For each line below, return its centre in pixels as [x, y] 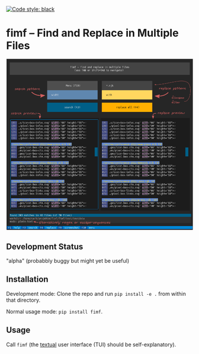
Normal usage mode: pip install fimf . [54, 311]
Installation [27, 280]
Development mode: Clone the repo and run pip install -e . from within [96, 294]
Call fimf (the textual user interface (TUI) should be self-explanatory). [91, 345]
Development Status [45, 246]
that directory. [23, 300]
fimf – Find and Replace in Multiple [92, 33]
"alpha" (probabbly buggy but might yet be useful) [68, 260]
